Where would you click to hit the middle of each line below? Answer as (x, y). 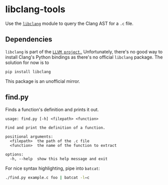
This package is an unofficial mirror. (43, 81)
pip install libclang (28, 72)
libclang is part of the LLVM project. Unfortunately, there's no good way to (84, 51)
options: (14, 154)
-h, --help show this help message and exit (59, 159)
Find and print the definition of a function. (55, 128)
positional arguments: (29, 136)
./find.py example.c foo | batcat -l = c (47, 177)
